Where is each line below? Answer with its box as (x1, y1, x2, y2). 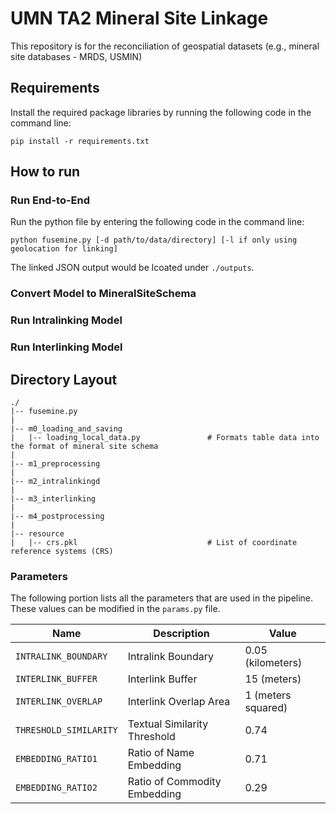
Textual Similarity (127, 717, 209, 731)
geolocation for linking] (10, 244, 118, 254)
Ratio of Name (127, 746, 195, 760)
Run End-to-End (10, 193, 91, 207)
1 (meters (244, 688, 292, 702)
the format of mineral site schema (10, 442, 159, 452)
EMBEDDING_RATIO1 (15, 753, 98, 765)
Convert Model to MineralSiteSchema (10, 287, 197, 301)
